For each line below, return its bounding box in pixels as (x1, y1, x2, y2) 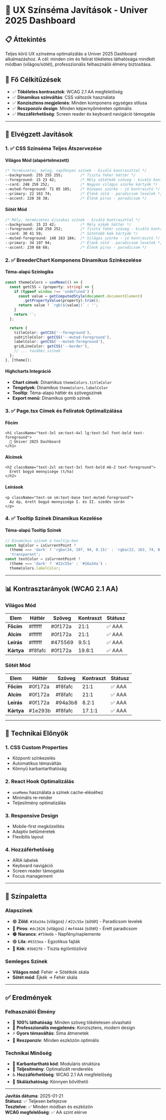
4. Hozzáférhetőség (5, 846, 54, 853)
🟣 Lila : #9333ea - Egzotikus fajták (12, 939, 81, 945)
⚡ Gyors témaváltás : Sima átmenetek (12, 1030, 89, 1036)
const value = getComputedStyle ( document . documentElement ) (18, 293, 142, 298)
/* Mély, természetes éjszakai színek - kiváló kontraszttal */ (5, 217, 140, 222)
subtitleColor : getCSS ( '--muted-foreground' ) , (14, 334, 112, 340)
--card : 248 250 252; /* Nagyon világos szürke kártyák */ (5, 182, 158, 187)
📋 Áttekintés (5, 35, 46, 43)
